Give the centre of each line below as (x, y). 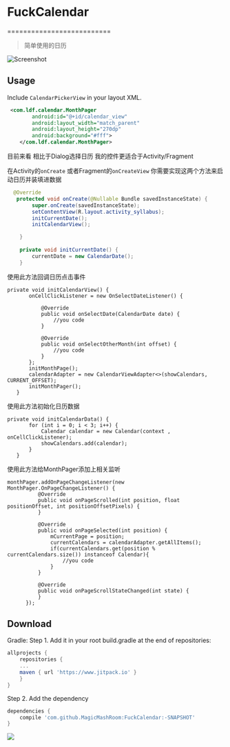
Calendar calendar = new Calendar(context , (106, 431)
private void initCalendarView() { (58, 290)
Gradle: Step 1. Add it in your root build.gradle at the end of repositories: (109, 640)
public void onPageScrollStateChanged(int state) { (113, 590)
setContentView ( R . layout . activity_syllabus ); (98, 212)
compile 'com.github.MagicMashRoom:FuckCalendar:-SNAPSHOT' (107, 717)
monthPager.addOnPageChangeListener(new (66, 482)
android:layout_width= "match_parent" (86, 123)
